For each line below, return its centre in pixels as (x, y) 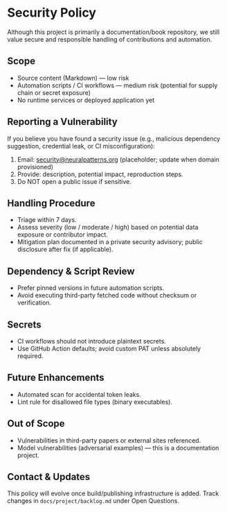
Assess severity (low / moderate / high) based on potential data (108, 228)
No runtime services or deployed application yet (85, 100)
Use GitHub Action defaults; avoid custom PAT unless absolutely (109, 349)
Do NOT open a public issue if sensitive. (74, 181)
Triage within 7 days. (47, 220)
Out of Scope (36, 424)
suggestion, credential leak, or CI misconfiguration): (81, 146)
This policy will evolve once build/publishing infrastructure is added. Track (113, 493)
